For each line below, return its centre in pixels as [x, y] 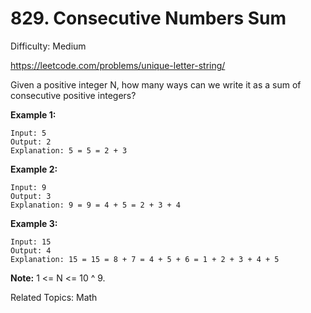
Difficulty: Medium [48, 46]
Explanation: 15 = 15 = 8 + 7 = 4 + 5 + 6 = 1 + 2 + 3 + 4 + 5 [145, 259]
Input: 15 [31, 242]
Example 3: [34, 223]
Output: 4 [31, 250]
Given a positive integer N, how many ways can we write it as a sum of [156, 84]
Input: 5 [28, 133]
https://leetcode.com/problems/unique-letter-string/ [118, 65]
